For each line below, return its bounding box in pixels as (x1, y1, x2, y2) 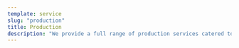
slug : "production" (7, 17, 65, 24)
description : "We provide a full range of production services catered (7, 30, 224, 37)
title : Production (7, 23, 62, 30)
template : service (7, 10, 62, 18)
